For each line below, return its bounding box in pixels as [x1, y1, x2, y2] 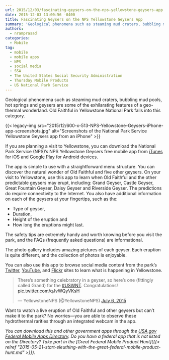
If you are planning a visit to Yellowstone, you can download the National [5, 143, 156, 149]
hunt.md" [5, 349, 25, 355]
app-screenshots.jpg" [5, 127, 51, 134]
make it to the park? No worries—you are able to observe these [5, 312, 137, 319]
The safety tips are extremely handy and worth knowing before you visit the [5, 231, 162, 238]
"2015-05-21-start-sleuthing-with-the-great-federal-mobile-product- [17, 344, 161, 350]
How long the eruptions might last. [12, 221, 84, 228]
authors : [5, 26, 24, 31]
